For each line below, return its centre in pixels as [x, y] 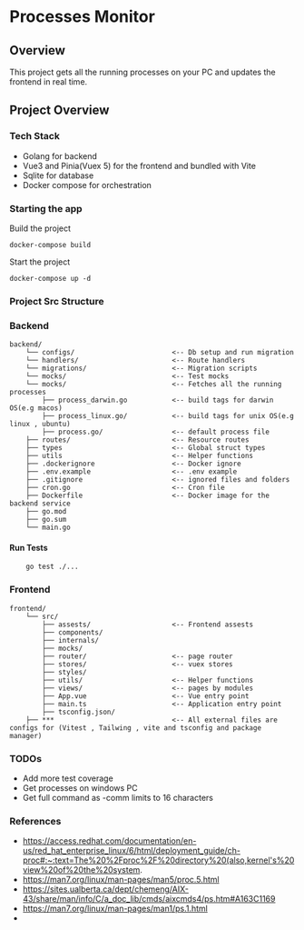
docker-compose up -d [50, 278]
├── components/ [73, 632]
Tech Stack [35, 136]
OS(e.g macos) [36, 408]
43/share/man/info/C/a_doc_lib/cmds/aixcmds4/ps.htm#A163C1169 [149, 899]
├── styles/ [65, 672]
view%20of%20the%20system [81, 870]
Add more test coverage [68, 778]
